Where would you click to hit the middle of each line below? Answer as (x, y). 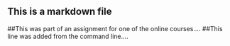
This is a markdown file (60, 12)
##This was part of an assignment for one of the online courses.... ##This (115, 28)
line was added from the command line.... (68, 36)
